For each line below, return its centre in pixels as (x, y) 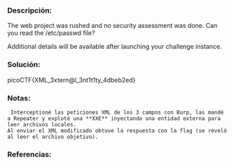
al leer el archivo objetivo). (53, 137)
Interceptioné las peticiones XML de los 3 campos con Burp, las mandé (117, 112)
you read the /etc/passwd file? (51, 33)
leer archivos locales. (42, 124)
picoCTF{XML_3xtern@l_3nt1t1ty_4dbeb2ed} (71, 80)
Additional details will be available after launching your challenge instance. (115, 47)
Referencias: (29, 154)
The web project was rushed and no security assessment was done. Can (112, 26)
